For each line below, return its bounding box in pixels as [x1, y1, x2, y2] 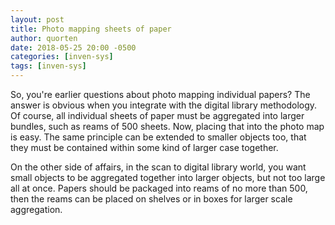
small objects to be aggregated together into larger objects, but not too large [10, 172, 326, 183]
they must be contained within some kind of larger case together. [10, 142, 279, 153]
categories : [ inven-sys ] [10, 52, 114, 62]
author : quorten [10, 33, 78, 43]
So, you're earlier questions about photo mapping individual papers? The [10, 89, 311, 100]
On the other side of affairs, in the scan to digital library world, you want [10, 161, 307, 173]
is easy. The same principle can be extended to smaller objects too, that [10, 131, 307, 143]
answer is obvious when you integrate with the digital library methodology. [10, 99, 318, 111]
